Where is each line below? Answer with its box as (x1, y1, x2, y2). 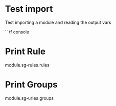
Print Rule (5, 46, 46, 57)
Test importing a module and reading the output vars (5, 19, 112, 25)
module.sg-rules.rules (5, 62, 50, 68)
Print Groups (5, 79, 58, 90)
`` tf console (5, 29, 29, 35)
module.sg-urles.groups (5, 95, 54, 101)
